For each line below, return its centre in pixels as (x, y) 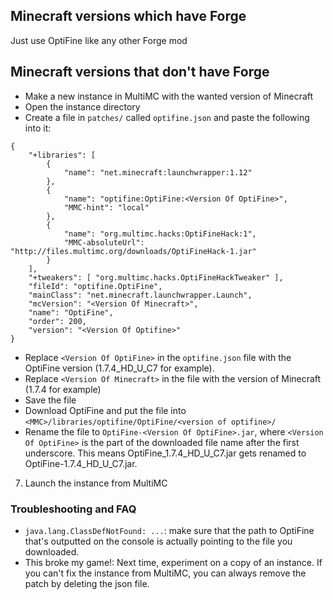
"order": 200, (57, 321)
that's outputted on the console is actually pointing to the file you (158, 541)
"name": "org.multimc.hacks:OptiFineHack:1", (160, 234)
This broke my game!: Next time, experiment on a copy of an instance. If (173, 562)
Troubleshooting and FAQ (73, 509)
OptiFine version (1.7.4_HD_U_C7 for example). (119, 368)
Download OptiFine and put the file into (105, 410)
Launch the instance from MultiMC (96, 483)
